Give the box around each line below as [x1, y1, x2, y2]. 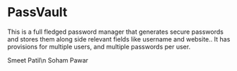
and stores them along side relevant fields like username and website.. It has [7, 34, 231, 43]
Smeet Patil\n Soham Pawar [7, 56, 88, 64]
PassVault [7, 4, 68, 20]
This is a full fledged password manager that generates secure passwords [7, 27, 224, 36]
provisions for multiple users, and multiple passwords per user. [7, 42, 191, 51]
